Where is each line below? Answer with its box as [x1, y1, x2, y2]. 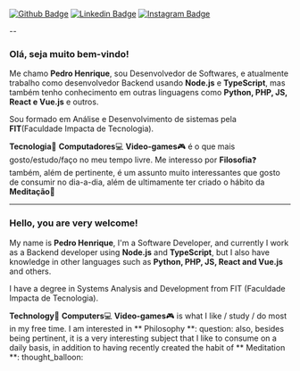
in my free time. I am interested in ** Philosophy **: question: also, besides [9, 323, 284, 334]
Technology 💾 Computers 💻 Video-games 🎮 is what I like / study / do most [9, 310, 287, 321]
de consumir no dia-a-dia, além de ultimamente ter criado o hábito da [9, 177, 265, 187]
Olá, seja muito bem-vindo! [9, 47, 129, 60]
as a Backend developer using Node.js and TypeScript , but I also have [9, 246, 271, 258]
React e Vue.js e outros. [9, 96, 99, 107]
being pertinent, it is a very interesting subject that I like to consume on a [9, 333, 277, 343]
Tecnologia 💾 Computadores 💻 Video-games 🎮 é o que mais [9, 141, 236, 152]
